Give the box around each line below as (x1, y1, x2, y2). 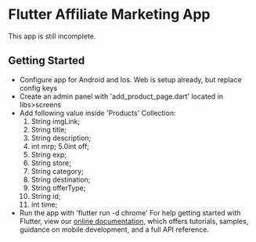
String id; (31, 191, 61, 200)
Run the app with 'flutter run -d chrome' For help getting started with (19, 208, 241, 217)
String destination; (31, 175, 91, 184)
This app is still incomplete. (8, 31, 96, 41)
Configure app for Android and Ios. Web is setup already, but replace (19, 74, 242, 84)
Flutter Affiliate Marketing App (8, 5, 211, 23)
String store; (31, 158, 72, 168)
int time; (31, 200, 58, 209)
